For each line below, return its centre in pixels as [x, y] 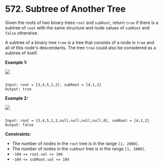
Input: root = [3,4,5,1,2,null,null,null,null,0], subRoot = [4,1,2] [77, 120]
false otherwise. [22, 33]
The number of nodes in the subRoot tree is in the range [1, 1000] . [79, 148]
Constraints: [18, 134]
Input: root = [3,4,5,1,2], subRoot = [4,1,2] [53, 85]
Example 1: [16, 62]
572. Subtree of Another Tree [65, 9]
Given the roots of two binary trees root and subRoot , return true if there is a [82, 23]
